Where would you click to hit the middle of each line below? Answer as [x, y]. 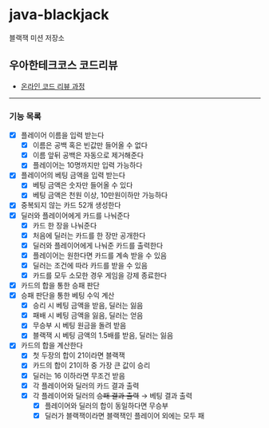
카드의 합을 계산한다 [51, 346]
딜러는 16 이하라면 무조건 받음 [79, 375]
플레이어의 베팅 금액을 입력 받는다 [73, 175]
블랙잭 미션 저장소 [37, 38]
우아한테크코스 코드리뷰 [63, 65]
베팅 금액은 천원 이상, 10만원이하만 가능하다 [100, 195]
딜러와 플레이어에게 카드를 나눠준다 [75, 215]
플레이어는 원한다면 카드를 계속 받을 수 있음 [99, 255]
